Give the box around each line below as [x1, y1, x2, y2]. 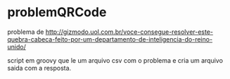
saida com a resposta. [7, 63, 72, 72]
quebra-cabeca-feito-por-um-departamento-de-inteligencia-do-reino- [7, 35, 213, 43]
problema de [7, 28, 44, 36]
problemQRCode [7, 4, 107, 20]
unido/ [7, 42, 26, 51]
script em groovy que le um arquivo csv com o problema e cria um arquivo [7, 56, 224, 64]
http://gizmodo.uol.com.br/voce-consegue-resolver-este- [45, 28, 213, 36]
